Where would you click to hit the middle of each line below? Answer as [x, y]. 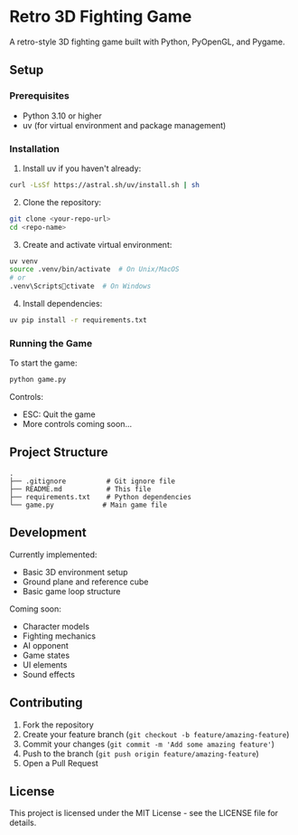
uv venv [24, 261]
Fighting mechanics [59, 636]
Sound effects [48, 674]
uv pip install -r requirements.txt [78, 320]
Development [48, 532]
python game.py [38, 380]
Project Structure [59, 453]
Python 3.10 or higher [62, 116]
